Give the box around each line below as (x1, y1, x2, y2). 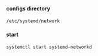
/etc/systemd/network (6, 18, 60, 24)
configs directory (6, 5, 51, 12)
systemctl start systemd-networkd (6, 44, 93, 51)
